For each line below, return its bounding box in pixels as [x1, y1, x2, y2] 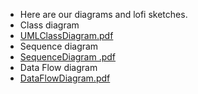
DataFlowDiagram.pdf [19, 72, 111, 84]
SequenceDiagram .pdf [19, 51, 117, 63]
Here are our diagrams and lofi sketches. [19, 9, 188, 20]
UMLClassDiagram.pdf [19, 30, 114, 41]
